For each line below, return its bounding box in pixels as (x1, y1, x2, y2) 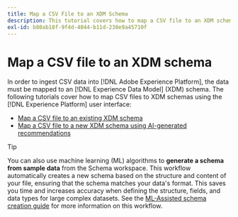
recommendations (17, 129, 71, 138)
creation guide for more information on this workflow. (7, 201, 163, 210)
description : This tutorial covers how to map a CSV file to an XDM (7, 17, 214, 24)
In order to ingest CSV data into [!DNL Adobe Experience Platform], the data (7, 77, 229, 86)
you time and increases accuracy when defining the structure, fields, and (7, 187, 221, 195)
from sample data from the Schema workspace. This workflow (7, 164, 191, 172)
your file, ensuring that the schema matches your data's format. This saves (7, 179, 227, 188)
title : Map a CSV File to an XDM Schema (7, 10, 129, 18)
